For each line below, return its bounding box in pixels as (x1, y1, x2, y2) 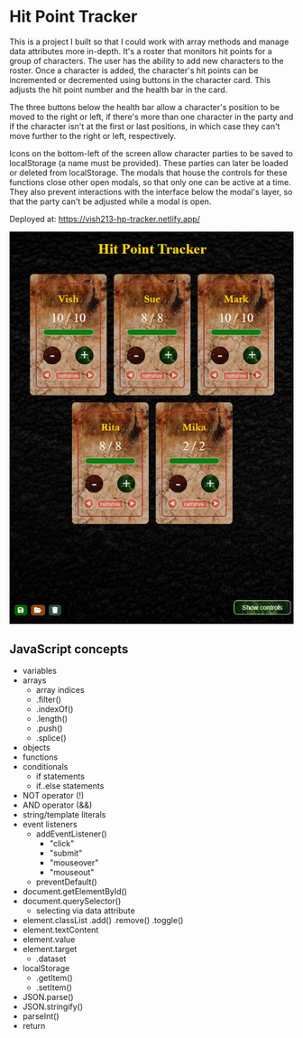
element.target (22, 944, 78, 955)
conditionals (22, 762, 69, 772)
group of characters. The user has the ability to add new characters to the (9, 55, 284, 66)
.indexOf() (35, 704, 74, 715)
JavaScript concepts (9, 641, 129, 657)
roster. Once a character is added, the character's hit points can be (9, 65, 259, 76)
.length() (35, 714, 69, 725)
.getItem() (35, 973, 74, 984)
